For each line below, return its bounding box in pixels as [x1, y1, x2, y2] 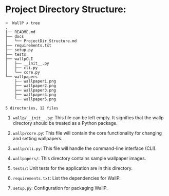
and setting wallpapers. [12, 135, 63, 141]
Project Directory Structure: [5, 4, 127, 15]
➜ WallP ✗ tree [5, 20, 40, 26]
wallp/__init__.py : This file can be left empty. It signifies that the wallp [12, 114, 164, 121]
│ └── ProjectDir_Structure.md [5, 38, 77, 43]
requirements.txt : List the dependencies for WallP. [12, 175, 121, 181]
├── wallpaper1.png [14, 78, 57, 84]
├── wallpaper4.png [14, 92, 57, 97]
